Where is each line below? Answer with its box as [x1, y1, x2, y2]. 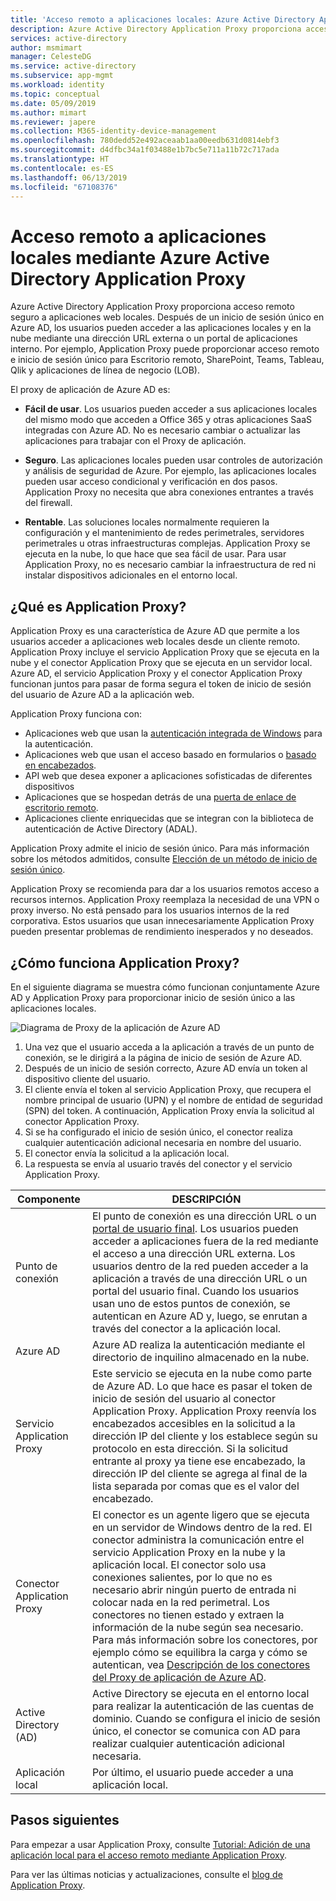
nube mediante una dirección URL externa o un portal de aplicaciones [10, 332, 298, 345]
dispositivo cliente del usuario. [24, 1072, 151, 1085]
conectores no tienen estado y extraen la [91, 1607, 285, 1621]
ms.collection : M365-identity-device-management [10, 126, 217, 136]
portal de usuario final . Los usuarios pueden [91, 1221, 299, 1235]
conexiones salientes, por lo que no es [91, 1570, 273, 1584]
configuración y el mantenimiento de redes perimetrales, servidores [24, 527, 305, 539]
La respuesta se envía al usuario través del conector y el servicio [24, 1157, 293, 1170]
